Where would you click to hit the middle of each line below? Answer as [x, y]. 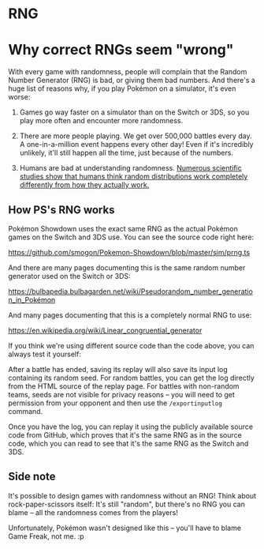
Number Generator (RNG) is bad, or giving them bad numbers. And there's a [132, 81]
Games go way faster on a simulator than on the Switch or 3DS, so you [134, 112]
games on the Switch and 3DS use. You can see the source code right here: [131, 237]
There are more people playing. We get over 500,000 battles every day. [136, 136]
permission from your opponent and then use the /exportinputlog [115, 403]
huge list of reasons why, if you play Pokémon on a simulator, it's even [122, 88]
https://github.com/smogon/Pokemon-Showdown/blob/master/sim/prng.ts [129, 252]
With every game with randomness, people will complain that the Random [128, 72]
